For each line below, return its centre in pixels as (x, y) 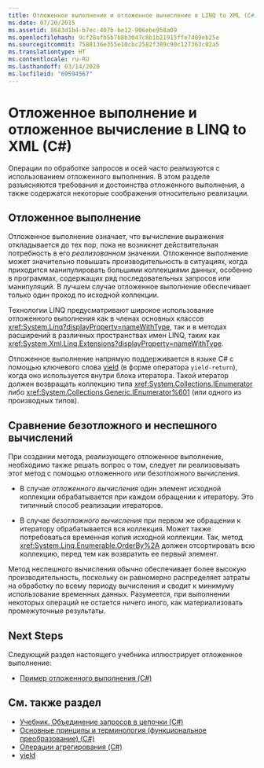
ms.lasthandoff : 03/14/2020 (54, 67)
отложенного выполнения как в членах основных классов (106, 318)
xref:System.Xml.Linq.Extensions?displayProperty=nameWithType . (116, 344)
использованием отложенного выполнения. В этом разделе (109, 176)
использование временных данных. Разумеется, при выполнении (119, 594)
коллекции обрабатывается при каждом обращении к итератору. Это (136, 497)
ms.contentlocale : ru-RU (49, 60)
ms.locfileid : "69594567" (50, 74)
